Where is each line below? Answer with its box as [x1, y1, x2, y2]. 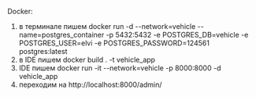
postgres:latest [18, 47, 68, 56]
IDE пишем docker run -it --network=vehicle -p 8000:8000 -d [18, 63, 221, 73]
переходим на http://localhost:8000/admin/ [18, 80, 162, 89]
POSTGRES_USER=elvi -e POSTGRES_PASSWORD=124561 [18, 38, 210, 48]
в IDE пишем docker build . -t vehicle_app [18, 55, 155, 64]
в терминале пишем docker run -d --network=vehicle [18, 22, 196, 31]
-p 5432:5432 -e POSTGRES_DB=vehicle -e [106, 31, 249, 39]
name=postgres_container [18, 31, 105, 39]
